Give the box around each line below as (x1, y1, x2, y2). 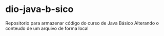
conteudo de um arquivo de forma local (5, 25, 89, 31)
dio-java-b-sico (5, 3, 74, 15)
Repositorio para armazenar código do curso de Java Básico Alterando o (5, 20, 159, 26)
